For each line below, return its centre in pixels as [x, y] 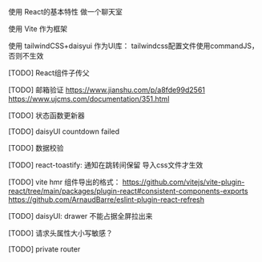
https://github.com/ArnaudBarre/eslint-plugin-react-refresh [106, 200]
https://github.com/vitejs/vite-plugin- [183, 182]
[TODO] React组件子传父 [49, 73]
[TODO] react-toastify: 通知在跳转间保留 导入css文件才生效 [106, 165]
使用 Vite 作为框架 [38, 29]
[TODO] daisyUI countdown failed [64, 131]
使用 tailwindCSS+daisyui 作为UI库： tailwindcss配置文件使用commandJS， [133, 46]
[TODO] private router [44, 249]
